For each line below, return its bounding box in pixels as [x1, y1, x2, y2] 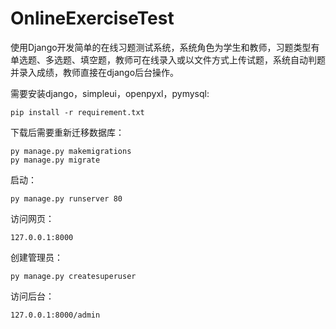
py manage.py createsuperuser [10, 271, 137, 281]
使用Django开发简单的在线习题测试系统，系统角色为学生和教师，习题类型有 [10, 41, 320, 53]
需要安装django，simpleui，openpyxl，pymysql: [10, 87, 210, 99]
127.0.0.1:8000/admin [10, 310, 101, 320]
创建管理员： [10, 251, 63, 263]
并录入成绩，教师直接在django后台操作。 [10, 66, 180, 78]
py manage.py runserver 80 [10, 193, 123, 204]
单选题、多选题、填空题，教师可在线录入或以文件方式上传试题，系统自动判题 [10, 53, 326, 66]
